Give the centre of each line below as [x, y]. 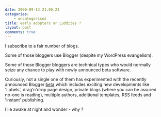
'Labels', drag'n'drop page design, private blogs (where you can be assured [81, 90]
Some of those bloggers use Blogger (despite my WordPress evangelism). [79, 55]
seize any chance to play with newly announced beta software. [68, 70]
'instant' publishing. [25, 100]
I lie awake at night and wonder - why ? [44, 109]
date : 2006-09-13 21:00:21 [32, 9]
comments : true [20, 32]
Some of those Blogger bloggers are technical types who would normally [78, 65]
